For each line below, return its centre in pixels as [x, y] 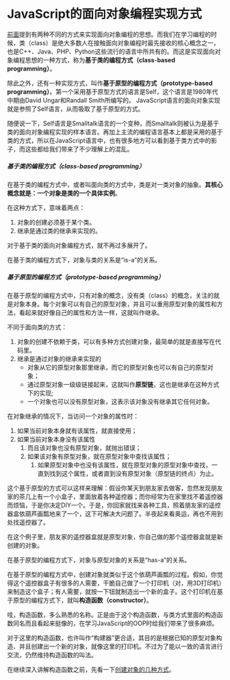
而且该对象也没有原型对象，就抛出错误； [84, 448]
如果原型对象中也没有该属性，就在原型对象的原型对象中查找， [125, 465]
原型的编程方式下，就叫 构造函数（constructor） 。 [82, 600]
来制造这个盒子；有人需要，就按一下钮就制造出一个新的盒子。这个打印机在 [112, 591]
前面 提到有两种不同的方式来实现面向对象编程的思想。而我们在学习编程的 [109, 34]
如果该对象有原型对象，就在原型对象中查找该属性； [99, 456]
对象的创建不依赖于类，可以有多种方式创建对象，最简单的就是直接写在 [116, 341]
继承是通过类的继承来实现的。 [59, 231]
